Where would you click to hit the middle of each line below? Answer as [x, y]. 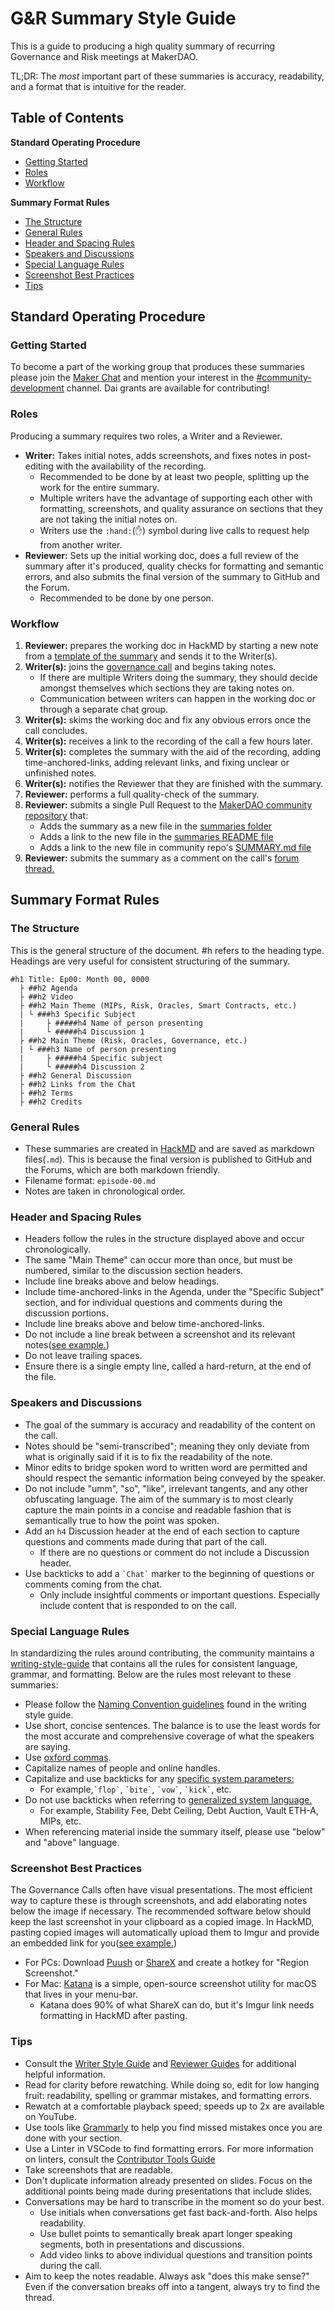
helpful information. [65, 2074]
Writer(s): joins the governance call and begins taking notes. [150, 667]
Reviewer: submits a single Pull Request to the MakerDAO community [168, 805]
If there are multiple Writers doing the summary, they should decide [178, 678]
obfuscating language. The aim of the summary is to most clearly [159, 1499]
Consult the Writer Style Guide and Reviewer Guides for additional [160, 2063]
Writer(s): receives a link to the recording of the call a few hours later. [168, 741]
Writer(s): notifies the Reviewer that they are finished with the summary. [174, 784]
